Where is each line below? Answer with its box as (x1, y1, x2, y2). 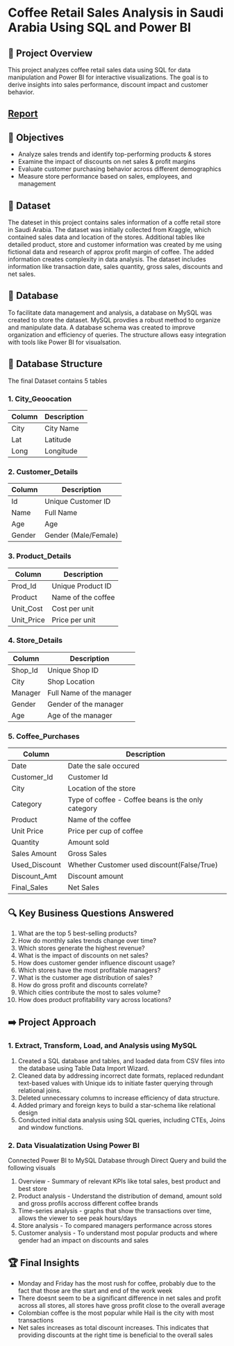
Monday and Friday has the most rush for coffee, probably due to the (17, 1279, 216, 1287)
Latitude (44, 434, 72, 444)
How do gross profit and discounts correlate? (17, 980, 148, 989)
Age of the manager (47, 710, 113, 720)
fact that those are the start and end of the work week (17, 1286, 173, 1295)
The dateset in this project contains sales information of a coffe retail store (8, 218, 222, 227)
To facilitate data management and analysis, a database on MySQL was (8, 308, 212, 317)
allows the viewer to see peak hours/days (17, 1214, 137, 1222)
